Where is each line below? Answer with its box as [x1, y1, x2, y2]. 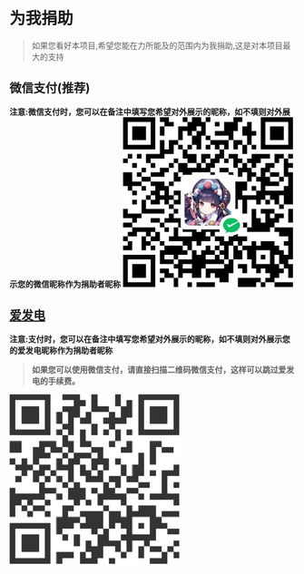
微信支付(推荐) [9, 81, 91, 96]
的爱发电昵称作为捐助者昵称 [9, 345, 113, 355]
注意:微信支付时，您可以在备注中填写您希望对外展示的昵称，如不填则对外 [9, 106, 283, 117]
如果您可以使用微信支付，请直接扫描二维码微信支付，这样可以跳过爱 [31, 364, 287, 375]
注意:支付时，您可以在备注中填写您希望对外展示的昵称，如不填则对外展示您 [9, 333, 290, 345]
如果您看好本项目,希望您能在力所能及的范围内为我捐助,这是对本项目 [31, 40, 283, 51]
